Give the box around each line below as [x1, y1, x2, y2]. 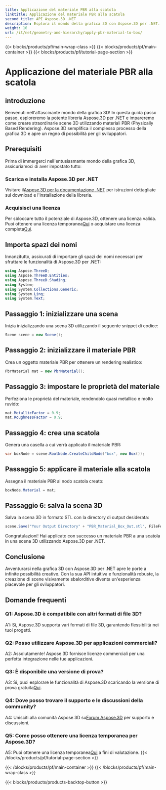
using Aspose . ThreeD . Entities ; [5, 273, 70, 278]
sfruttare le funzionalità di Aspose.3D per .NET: [5, 259, 101, 265]
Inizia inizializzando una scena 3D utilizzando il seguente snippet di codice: [5, 323, 159, 329]
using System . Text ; [5, 296, 45, 301]
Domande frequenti [5, 596, 67, 604]
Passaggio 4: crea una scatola [5, 429, 100, 437]
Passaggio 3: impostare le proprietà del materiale [5, 383, 160, 391]
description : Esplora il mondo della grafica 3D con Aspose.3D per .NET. [5, 21, 161, 26]
